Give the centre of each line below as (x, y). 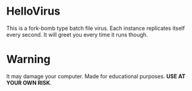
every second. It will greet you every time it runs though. (77, 34)
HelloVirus (34, 11)
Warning (28, 60)
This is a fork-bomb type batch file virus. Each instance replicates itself (96, 28)
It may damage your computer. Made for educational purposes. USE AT (96, 76)
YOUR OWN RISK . (29, 82)
